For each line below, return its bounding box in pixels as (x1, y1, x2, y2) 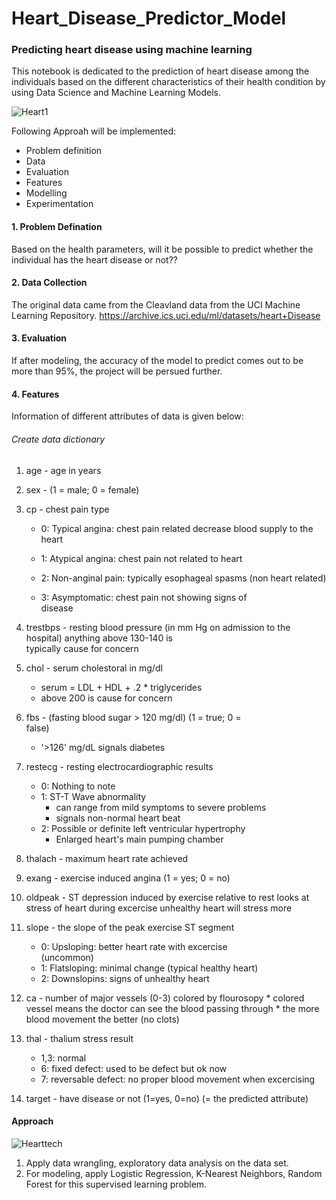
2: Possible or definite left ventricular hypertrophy (40, 822, 246, 834)
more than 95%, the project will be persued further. (11, 365, 223, 377)
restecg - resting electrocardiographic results (25, 760, 214, 772)
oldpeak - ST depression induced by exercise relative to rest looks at (25, 891, 310, 903)
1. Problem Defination (11, 221, 103, 233)
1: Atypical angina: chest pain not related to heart (40, 552, 243, 564)
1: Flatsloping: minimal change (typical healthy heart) (40, 962, 259, 974)
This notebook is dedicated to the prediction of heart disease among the (11, 65, 310, 77)
